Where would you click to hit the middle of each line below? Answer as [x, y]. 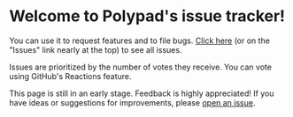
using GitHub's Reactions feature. [70, 76]
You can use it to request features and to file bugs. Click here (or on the [139, 40]
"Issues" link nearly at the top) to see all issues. [96, 49]
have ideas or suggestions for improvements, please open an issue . [132, 102]
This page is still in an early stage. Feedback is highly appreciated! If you [142, 93]
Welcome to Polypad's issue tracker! [147, 16]
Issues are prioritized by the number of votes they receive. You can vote [141, 67]
